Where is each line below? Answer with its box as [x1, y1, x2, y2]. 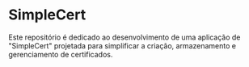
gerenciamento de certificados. [8, 49, 113, 59]
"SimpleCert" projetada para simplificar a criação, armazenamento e [8, 40, 237, 50]
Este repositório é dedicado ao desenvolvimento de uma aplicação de [8, 32, 241, 42]
